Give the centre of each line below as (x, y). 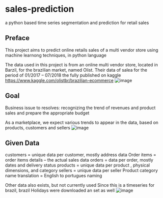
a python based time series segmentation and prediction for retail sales (77, 23)
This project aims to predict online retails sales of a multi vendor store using (82, 50)
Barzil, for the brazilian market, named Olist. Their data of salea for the (76, 70)
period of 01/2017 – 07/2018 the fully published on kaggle (63, 75)
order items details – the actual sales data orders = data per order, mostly (79, 160)
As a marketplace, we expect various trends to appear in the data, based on (82, 122)
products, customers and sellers (38, 127)
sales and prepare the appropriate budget (47, 113)
